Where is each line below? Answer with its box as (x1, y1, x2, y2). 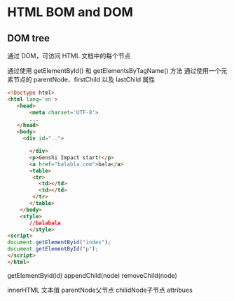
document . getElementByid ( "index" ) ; (7, 239, 111, 246)
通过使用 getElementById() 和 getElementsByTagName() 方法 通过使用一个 (7, 67, 221, 74)
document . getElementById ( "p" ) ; (7, 246, 99, 253)
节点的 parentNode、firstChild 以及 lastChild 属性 (13, 75, 156, 83)
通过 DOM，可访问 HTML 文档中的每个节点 (7, 52, 131, 60)
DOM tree (7, 32, 50, 44)
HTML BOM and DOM (7, 4, 133, 20)
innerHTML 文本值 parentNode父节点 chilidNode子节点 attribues (7, 286, 193, 294)
